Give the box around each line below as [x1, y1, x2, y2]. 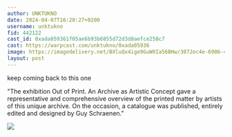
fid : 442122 [7, 29, 41, 36]
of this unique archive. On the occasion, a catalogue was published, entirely [7, 101, 223, 110]
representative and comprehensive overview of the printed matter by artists [7, 94, 222, 103]
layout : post [7, 55, 45, 62]
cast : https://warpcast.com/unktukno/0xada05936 [7, 42, 150, 49]
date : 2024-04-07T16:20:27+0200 [7, 17, 100, 23]
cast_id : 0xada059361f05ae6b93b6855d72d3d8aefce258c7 [7, 36, 166, 43]
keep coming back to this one [7, 74, 92, 82]
